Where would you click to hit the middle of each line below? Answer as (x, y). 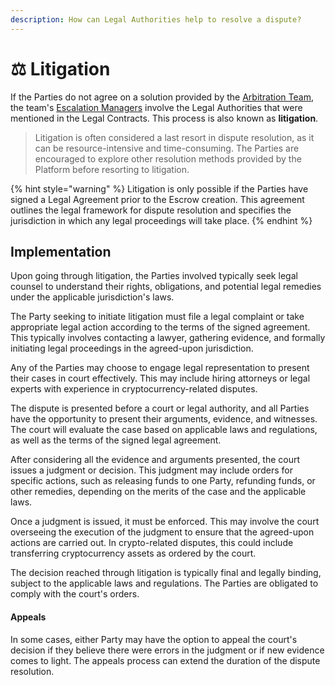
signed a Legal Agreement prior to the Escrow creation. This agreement (157, 199)
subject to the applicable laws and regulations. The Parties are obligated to (164, 583)
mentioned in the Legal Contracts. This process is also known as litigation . (164, 118)
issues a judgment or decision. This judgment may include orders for (151, 470)
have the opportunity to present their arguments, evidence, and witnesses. (164, 419)
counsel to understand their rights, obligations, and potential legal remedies (166, 287)
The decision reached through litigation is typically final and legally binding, (166, 573)
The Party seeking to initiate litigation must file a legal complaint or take (157, 317)
